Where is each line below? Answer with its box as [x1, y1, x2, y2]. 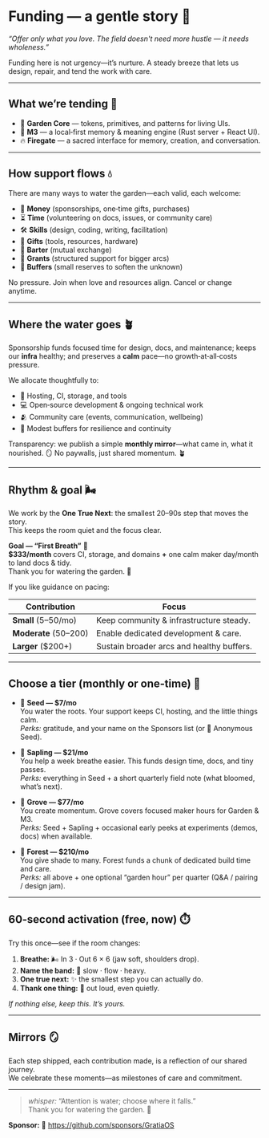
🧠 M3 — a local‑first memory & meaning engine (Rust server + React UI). [19, 127, 260, 136]
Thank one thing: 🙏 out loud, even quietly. [19, 983, 160, 993]
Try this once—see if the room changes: [8, 938, 141, 948]
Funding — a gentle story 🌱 [8, 7, 191, 26]
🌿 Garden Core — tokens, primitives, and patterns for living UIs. [19, 118, 231, 128]
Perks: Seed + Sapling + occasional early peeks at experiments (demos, [19, 823, 258, 832]
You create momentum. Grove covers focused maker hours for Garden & [19, 806, 259, 815]
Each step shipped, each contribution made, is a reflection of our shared [8, 1055, 247, 1066]
